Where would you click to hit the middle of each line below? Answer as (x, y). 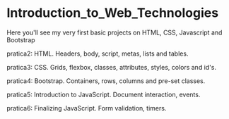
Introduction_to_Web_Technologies (113, 13)
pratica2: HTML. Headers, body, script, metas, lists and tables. (98, 54)
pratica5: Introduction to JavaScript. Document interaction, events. (104, 94)
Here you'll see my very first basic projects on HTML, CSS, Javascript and (114, 32)
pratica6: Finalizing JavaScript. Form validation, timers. (87, 108)
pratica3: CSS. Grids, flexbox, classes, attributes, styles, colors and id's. (112, 67)
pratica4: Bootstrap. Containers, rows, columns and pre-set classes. (106, 81)
